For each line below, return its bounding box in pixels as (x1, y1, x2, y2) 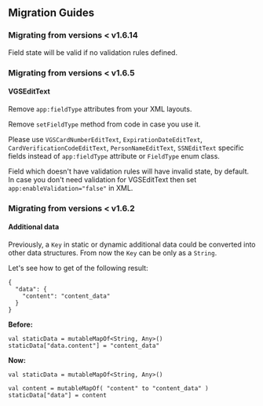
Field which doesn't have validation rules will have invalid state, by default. (8, 166, 250, 176)
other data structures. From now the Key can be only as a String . (8, 247, 217, 258)
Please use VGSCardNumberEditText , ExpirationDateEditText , (8, 134, 203, 144)
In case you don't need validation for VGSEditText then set (8, 174, 197, 184)
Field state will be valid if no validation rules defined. (8, 47, 178, 57)
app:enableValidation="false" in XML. (8, 183, 133, 192)
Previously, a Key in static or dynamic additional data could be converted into (8, 240, 256, 249)
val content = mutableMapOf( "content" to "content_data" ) (8, 384, 210, 392)
